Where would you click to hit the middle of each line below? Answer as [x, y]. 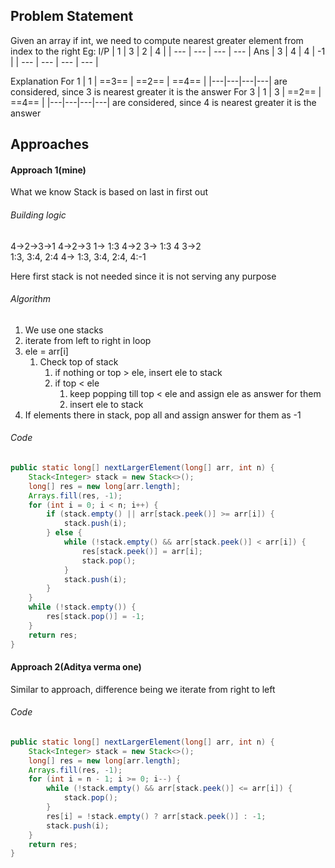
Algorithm [30, 299]
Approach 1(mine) [48, 170]
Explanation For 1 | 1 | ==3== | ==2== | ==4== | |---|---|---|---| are [149, 81]
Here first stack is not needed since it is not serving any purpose [143, 276]
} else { [64, 533]
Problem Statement [72, 16]
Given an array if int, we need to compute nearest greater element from [157, 40]
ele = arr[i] [46, 351]
